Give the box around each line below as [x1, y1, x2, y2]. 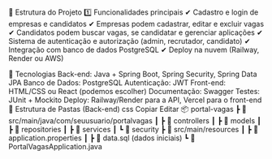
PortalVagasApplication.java [8, 142, 103, 151]
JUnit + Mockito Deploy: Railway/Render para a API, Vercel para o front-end [8, 95, 262, 105]
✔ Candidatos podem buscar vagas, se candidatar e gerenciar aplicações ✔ [8, 28, 263, 37]
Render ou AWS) [8, 54, 64, 63]
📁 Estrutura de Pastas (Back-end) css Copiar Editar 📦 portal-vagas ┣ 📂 [8, 105, 247, 114]
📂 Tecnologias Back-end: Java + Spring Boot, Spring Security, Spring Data [8, 69, 257, 79]
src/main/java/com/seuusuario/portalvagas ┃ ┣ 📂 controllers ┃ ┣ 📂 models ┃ [8, 116, 261, 125]
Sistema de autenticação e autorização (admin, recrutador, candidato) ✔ [8, 37, 251, 45]
